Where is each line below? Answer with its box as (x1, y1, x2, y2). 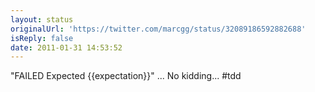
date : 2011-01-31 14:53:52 (10, 42, 123, 53)
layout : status (10, 14, 74, 25)
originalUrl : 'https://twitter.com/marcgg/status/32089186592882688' (10, 24, 307, 34)
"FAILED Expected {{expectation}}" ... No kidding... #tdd (10, 70, 242, 82)
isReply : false (10, 33, 74, 43)
